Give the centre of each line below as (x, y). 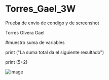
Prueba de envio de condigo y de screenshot (52, 23)
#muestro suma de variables (35, 42)
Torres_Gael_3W (41, 9)
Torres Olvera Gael (25, 32)
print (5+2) (16, 62)
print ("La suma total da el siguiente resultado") (55, 52)
